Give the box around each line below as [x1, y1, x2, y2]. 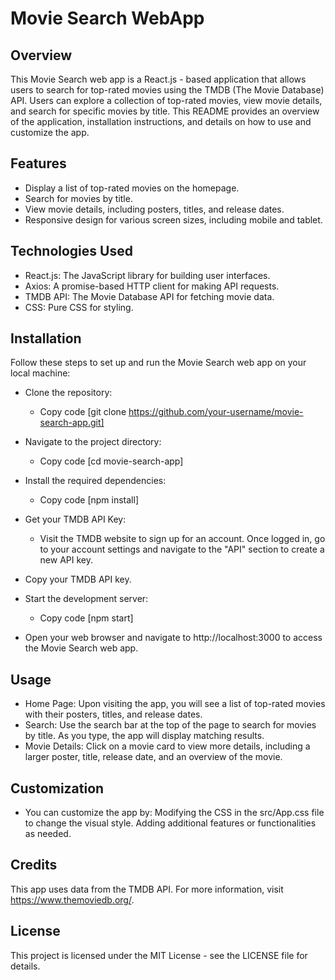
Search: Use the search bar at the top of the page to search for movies [24, 719, 317, 731]
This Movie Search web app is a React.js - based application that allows [10, 73, 307, 85]
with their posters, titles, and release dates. [24, 708, 203, 721]
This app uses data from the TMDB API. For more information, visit [10, 883, 284, 895]
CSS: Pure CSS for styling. [24, 301, 134, 313]
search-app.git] [39, 417, 105, 429]
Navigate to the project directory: [24, 436, 162, 448]
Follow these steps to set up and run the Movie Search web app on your [10, 357, 307, 369]
